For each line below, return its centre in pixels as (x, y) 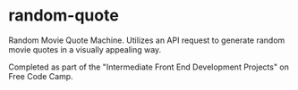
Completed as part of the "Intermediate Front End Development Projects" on (149, 67)
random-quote (64, 16)
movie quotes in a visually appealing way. (85, 49)
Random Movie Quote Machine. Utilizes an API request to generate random (147, 40)
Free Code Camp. (41, 76)
